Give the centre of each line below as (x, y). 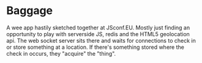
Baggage (30, 11)
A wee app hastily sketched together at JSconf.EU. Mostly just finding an (98, 28)
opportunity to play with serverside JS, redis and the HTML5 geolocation (98, 34)
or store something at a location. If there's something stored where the (95, 47)
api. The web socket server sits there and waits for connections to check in (101, 40)
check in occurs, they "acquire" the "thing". (61, 53)
